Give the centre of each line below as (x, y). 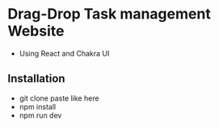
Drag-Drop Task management (109, 14)
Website (36, 31)
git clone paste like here (59, 98)
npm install (38, 106)
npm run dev (40, 115)
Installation (36, 78)
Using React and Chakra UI (64, 53)
